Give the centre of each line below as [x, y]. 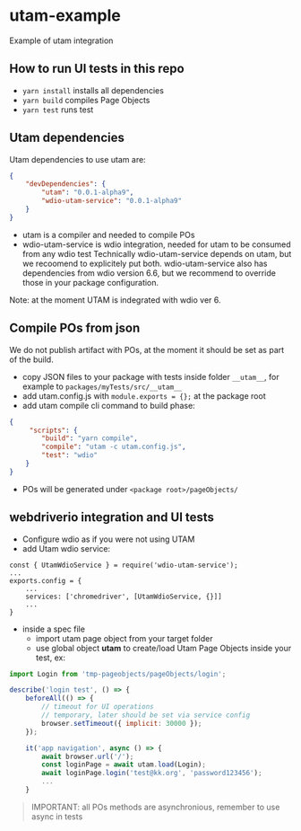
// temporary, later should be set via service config [146, 715]
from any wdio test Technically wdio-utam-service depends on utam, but [157, 253]
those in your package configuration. [90, 282]
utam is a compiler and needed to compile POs [108, 234]
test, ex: [50, 658]
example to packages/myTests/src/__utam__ [102, 386]
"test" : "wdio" [70, 455]
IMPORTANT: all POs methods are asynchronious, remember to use [155, 807]
